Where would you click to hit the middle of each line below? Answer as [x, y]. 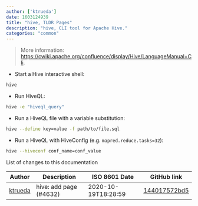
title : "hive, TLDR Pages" [39, 22]
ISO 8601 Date [113, 177]
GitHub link [166, 177]
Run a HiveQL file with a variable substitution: [70, 118]
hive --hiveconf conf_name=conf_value [54, 151]
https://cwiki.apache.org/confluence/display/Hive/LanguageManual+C [106, 57]
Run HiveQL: [30, 96]
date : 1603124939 [27, 17]
